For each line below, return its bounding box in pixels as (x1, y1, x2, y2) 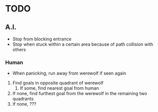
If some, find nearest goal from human (19, 85, 99, 91)
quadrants (12, 96, 34, 102)
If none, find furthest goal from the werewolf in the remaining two (12, 91, 147, 97)
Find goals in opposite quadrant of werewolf (12, 80, 103, 86)
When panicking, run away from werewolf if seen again (12, 70, 126, 76)
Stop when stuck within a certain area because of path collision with (12, 41, 153, 47)
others (12, 47, 26, 52)
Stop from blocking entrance (12, 36, 71, 42)
